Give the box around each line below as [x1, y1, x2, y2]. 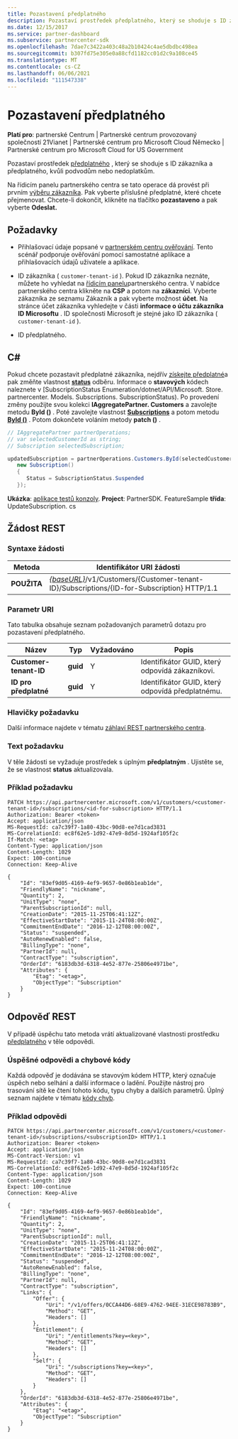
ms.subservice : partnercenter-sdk [7, 37, 110, 44]
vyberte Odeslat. [7, 203, 58, 212]
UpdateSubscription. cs [7, 501, 76, 510]
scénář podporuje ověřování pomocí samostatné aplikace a [17, 250, 191, 259]
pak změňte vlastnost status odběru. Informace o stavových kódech [7, 377, 209, 386]
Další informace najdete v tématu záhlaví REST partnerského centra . [7, 724, 207, 732]
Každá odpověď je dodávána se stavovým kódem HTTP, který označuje [7, 1070, 216, 1080]
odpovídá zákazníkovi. [140, 666, 215, 675]
